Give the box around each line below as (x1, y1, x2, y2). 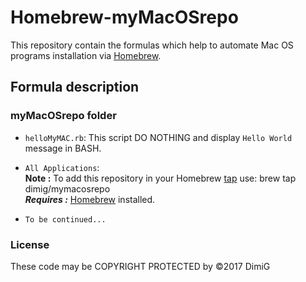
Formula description (10, 79, 140, 96)
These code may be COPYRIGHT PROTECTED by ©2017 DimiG (10, 260, 271, 272)
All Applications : (24, 161, 100, 173)
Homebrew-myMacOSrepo (10, 6, 239, 29)
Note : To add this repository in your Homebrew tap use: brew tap (24, 172, 297, 184)
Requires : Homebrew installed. (24, 193, 156, 205)
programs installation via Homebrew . (10, 49, 162, 61)
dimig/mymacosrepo (24, 182, 111, 195)
